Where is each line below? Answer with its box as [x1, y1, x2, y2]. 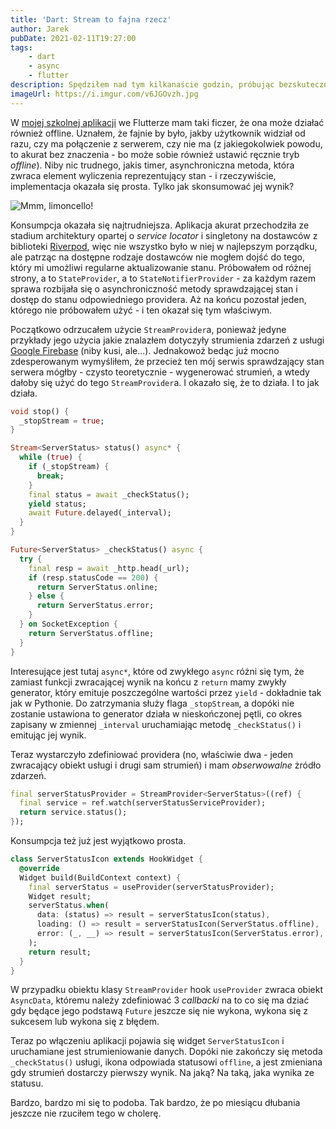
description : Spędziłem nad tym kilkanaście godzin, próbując [10, 80, 275, 90]
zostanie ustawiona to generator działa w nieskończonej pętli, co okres [10, 707, 303, 720]
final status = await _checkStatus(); [28, 489, 190, 500]
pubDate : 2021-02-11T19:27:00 [10, 33, 137, 43]
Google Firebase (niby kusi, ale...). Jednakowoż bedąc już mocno [10, 344, 280, 356]
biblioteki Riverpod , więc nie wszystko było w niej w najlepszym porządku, [10, 240, 318, 252]
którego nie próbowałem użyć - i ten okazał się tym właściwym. [10, 304, 273, 316]
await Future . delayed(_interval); [28, 508, 172, 518]
